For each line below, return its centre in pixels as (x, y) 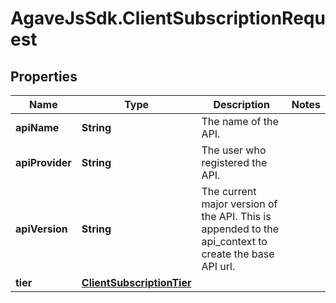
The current (229, 191)
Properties (44, 76)
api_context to (234, 241)
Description (241, 104)
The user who (234, 150)
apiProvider (43, 162)
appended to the (240, 229)
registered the (234, 162)
